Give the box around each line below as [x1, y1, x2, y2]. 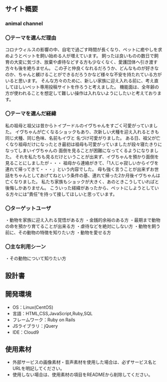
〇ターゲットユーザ [5, 204, 51, 211]
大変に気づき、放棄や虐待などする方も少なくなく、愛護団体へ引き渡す [13, 59, 158, 65]
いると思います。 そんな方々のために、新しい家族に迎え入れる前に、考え [5, 78, 155, 84]
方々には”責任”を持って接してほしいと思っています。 [9, 191, 118, 197]
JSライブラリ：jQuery [12, 323, 58, 329]
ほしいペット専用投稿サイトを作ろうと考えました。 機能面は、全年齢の [13, 84, 160, 90]
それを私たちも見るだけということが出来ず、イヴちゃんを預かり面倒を [14, 154, 159, 160]
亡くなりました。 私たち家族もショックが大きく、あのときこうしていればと [5, 179, 160, 185]
